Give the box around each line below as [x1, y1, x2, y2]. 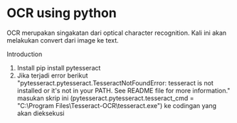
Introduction [6, 50, 43, 58]
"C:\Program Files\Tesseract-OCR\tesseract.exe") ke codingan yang [16, 101, 217, 109]
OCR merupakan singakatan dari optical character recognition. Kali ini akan [6, 28, 227, 37]
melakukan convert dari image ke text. [6, 36, 119, 44]
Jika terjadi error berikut [16, 71, 88, 80]
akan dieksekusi [16, 109, 65, 117]
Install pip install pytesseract [16, 63, 101, 72]
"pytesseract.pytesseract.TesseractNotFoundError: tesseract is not [16, 78, 214, 87]
